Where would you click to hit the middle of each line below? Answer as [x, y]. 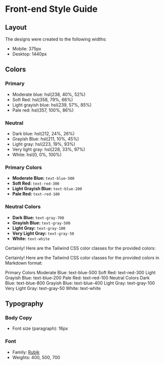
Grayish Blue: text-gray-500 [41, 223]
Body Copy [19, 318]
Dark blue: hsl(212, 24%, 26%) [43, 133]
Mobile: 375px [27, 49]
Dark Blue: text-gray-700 [38, 217]
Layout [16, 27]
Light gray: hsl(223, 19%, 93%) [44, 144]
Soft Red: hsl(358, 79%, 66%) [42, 99]
